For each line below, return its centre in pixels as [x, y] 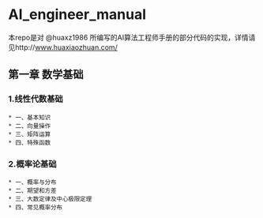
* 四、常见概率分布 [36, 207]
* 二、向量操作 [30, 126]
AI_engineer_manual [77, 15]
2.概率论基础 [32, 163]
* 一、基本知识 [30, 117]
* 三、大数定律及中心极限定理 [50, 199]
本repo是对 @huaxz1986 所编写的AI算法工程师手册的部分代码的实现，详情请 [132, 37]
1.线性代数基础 [36, 99]
